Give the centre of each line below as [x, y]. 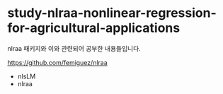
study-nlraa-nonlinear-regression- [112, 13]
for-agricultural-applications [94, 28]
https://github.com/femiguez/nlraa [57, 62]
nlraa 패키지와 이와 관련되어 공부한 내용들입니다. [74, 48]
